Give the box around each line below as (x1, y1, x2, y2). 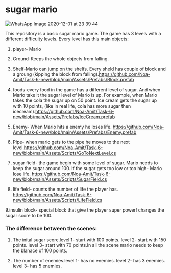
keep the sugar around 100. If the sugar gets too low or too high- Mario (12, 165, 162, 171)
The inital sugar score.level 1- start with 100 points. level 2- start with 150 (12, 237, 166, 243)
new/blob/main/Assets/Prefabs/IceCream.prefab (12, 114, 115, 120)
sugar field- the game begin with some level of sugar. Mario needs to (12, 160, 158, 166)
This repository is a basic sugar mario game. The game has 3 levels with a (5, 30, 161, 36)
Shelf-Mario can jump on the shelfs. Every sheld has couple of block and (12, 66, 166, 72)
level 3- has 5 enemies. (12, 263, 62, 269)
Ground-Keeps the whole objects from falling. (12, 55, 109, 62)
